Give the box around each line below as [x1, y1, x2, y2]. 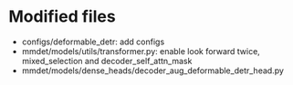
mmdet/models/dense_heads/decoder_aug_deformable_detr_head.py [21, 65, 285, 76]
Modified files [8, 6, 116, 27]
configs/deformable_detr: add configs [21, 36, 165, 47]
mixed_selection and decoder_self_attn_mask [21, 55, 193, 66]
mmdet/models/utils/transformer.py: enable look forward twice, [21, 45, 261, 56]
